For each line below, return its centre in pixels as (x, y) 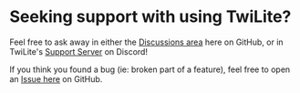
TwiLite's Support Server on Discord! (79, 51)
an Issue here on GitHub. (56, 78)
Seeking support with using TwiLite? (150, 17)
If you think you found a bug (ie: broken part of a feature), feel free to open (150, 69)
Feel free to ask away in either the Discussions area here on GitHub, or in (147, 42)
